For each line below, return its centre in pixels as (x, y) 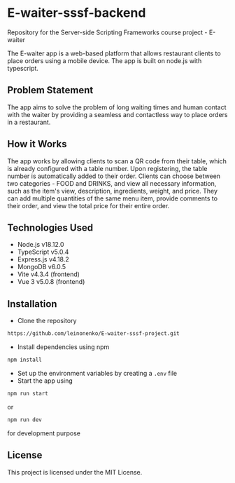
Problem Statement (50, 90)
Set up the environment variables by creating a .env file (97, 373)
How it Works (37, 144)
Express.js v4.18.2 (43, 259)
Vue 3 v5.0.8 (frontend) (51, 282)
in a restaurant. (29, 122)
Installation (32, 304)
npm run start (28, 393)
